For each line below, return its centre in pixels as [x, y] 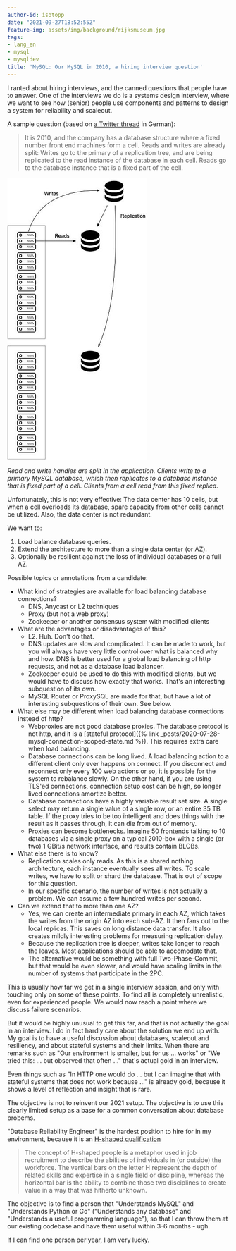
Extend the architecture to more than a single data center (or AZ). [112, 549]
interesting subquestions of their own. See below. [100, 703]
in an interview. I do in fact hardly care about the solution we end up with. [114, 1030]
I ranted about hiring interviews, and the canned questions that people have [117, 87]
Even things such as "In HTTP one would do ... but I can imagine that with [114, 1074]
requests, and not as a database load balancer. [96, 666]
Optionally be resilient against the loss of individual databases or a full [119, 556]
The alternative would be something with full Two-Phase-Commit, [124, 958]
